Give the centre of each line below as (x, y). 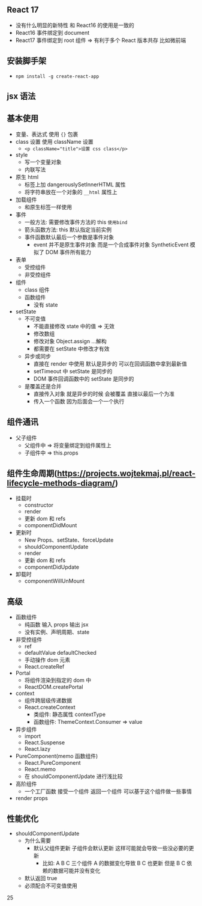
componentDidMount (51, 525)
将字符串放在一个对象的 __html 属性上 (71, 192)
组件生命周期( (32, 473)
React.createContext (50, 707)
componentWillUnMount (55, 581)
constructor (39, 505)
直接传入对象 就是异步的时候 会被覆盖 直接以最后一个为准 (104, 394)
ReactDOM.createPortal (54, 687)
